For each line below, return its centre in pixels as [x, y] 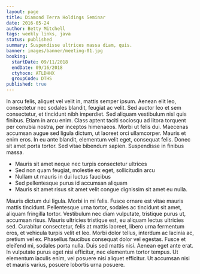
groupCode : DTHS [32, 79]
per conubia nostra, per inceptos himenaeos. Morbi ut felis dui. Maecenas [97, 127]
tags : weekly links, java [38, 34]
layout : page [22, 12]
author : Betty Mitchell [36, 28]
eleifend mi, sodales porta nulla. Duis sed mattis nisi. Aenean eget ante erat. [100, 246]
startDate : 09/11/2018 [40, 62]
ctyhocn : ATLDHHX [33, 73]
